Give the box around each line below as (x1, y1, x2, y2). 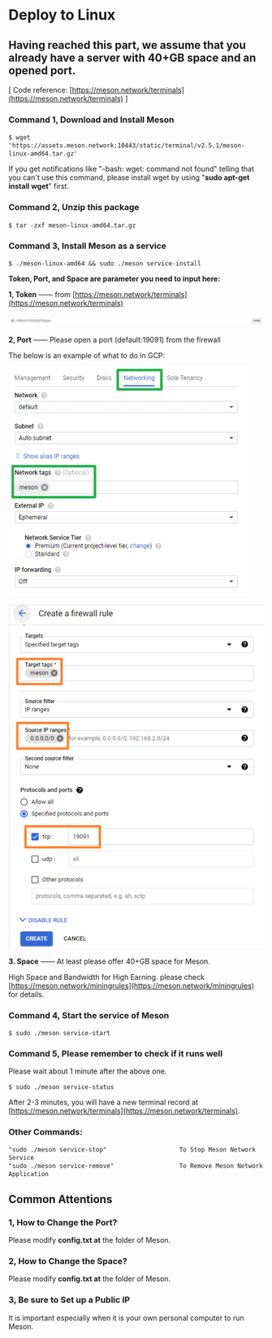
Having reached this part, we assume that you (8, 38, 246, 52)
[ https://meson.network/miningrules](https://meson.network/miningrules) (8, 981, 254, 990)
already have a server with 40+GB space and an (8, 50, 257, 64)
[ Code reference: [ (8, 85, 73, 94)
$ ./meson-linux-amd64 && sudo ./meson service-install (8, 259, 201, 268)
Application (8, 1170, 49, 1178)
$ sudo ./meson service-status (8, 1083, 114, 1091)
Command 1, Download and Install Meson (8, 114, 175, 125)
